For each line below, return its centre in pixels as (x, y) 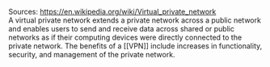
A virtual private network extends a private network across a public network (135, 20)
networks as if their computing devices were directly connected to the (125, 37)
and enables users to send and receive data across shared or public (121, 29)
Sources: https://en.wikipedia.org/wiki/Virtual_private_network (112, 12)
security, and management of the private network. (92, 54)
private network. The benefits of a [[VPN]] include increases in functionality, (135, 46)
